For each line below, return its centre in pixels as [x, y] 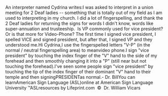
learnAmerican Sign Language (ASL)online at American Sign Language [79, 82]
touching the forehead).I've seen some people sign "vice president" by [79, 66]
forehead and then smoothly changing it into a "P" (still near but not [76, 61]
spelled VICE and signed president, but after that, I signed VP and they [79, 39]
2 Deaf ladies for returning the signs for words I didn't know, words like [79, 23]
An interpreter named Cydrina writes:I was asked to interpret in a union [79, 7]
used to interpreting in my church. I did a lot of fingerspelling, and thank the [84, 18]
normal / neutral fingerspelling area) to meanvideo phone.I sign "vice [77, 50]
